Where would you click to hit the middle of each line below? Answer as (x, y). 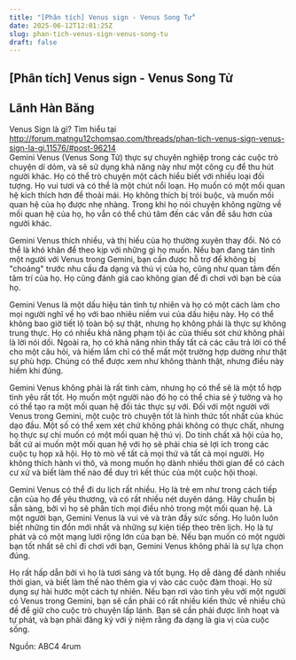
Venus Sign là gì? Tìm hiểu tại (63, 129)
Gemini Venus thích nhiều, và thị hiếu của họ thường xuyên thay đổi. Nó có (145, 241)
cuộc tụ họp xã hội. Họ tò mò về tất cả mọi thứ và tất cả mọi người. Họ (137, 454)
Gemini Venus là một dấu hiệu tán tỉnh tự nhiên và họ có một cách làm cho (145, 305)
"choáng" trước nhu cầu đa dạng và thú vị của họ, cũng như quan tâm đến (145, 269)
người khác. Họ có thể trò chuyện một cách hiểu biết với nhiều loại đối (137, 176)
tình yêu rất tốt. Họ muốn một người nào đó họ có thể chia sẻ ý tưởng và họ (146, 397)
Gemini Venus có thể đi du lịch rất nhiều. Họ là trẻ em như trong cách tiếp (143, 490)
